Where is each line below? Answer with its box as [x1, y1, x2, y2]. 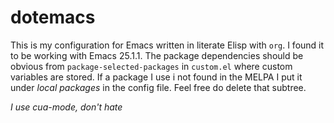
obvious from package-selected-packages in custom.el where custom [10, 60, 293, 72]
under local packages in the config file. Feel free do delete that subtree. [10, 81, 307, 93]
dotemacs [10, 6, 96, 29]
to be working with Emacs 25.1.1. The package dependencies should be [10, 49, 304, 61]
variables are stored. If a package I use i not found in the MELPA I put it [10, 71, 303, 83]
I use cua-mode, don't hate [10, 101, 123, 113]
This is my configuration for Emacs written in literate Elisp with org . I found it [10, 39, 325, 51]
